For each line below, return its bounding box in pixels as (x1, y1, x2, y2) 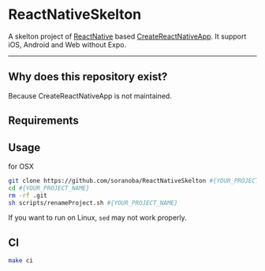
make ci (8, 257, 34, 265)
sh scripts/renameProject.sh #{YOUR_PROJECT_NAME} (8, 199, 178, 206)
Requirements (8, 114, 79, 128)
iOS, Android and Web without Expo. (8, 39, 127, 49)
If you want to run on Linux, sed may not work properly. (8, 213, 187, 222)
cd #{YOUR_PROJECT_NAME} (8, 184, 90, 192)
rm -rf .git (8, 191, 47, 199)
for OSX (8, 161, 34, 171)
